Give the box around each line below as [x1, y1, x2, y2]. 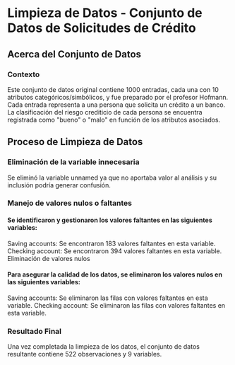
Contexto [7, 69, 40, 79]
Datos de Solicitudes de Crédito [7, 20, 196, 36]
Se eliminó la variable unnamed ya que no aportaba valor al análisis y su [7, 173, 217, 182]
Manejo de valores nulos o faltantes [7, 198, 133, 208]
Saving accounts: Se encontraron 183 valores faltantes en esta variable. [7, 239, 216, 248]
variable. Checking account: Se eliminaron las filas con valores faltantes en [7, 301, 226, 309]
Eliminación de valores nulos [7, 254, 90, 262]
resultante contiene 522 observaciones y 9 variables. [7, 350, 162, 359]
